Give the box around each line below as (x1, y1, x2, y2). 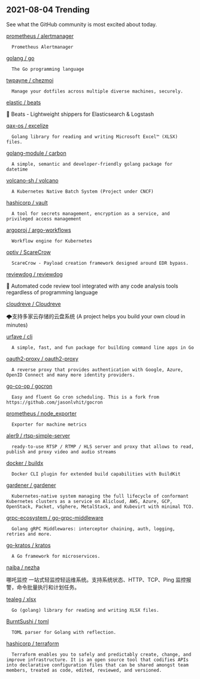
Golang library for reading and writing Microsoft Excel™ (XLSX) (11, 133, 178, 140)
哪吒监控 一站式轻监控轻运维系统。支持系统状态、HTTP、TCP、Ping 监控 (6, 576, 187, 583)
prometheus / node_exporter (6, 409, 77, 417)
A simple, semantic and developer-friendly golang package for (11, 161, 172, 167)
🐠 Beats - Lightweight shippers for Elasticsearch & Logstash (6, 110, 154, 118)
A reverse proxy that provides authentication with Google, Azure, (11, 366, 184, 373)
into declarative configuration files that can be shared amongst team (6, 662, 189, 668)
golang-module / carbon (6, 149, 67, 157)
